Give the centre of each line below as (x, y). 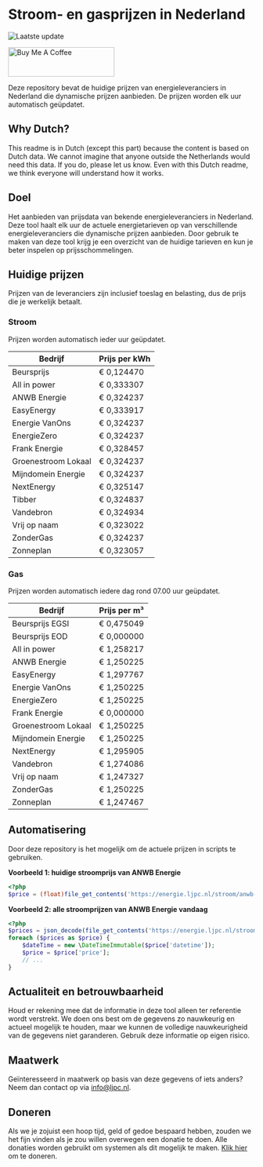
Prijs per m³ (122, 610)
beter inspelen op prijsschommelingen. (71, 250)
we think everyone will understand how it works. (86, 173)
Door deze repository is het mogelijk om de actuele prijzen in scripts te (122, 848)
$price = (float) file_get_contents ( (68, 894)
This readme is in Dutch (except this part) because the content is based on (128, 148)
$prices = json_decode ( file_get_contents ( (78, 931)
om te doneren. (33, 1156)
